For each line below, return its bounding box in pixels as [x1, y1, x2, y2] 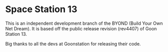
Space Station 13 [5, 4, 78, 15]
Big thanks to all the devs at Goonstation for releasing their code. [5, 40, 141, 46]
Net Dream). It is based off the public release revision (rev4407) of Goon [5, 25, 157, 31]
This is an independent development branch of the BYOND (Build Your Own [5, 20, 163, 26]
